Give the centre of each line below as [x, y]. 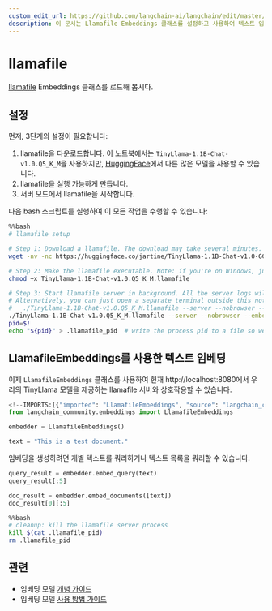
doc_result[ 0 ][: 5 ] [39, 503]
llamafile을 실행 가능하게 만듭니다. [74, 184]
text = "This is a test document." [68, 442]
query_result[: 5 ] [38, 481]
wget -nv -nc [30, 256]
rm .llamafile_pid [39, 540]
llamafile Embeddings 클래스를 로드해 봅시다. [81, 87]
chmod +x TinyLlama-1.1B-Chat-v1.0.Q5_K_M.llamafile [99, 278]
